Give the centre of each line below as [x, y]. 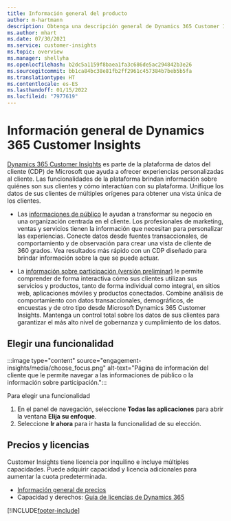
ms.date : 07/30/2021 [37, 39]
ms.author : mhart [32, 33]
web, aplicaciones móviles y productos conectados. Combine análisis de [120, 293]
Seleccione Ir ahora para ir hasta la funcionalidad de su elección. [109, 423]
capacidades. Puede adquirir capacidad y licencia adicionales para [102, 469]
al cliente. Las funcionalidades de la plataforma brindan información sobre [112, 179]
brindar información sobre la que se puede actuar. [88, 258]
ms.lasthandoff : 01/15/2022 [47, 90]
